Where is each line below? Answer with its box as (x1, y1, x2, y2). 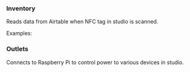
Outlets (6, 45, 29, 53)
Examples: (6, 30, 32, 37)
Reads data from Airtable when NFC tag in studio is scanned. (6, 18, 159, 25)
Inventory (6, 4, 36, 13)
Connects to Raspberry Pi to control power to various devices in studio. (6, 59, 185, 66)
